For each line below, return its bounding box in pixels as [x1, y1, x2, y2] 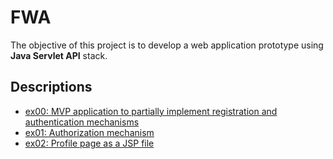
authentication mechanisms [24, 116, 140, 128]
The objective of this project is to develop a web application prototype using [10, 39, 324, 51]
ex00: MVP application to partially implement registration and [24, 105, 278, 117]
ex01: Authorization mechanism [24, 126, 155, 138]
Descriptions [10, 79, 93, 96]
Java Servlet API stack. [10, 49, 108, 61]
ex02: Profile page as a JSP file [24, 137, 155, 149]
